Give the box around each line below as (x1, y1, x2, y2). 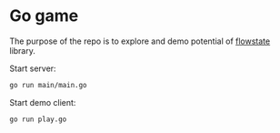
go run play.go (9, 115, 67, 124)
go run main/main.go (9, 80, 88, 89)
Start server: (9, 63, 56, 74)
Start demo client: (9, 97, 76, 107)
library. (9, 45, 36, 56)
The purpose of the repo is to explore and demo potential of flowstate (9, 36, 271, 46)
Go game (9, 5, 79, 26)
